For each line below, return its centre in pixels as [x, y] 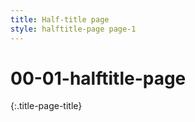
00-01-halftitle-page [98, 78]
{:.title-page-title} [46, 106]
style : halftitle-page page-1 [73, 29]
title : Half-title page [60, 19]
